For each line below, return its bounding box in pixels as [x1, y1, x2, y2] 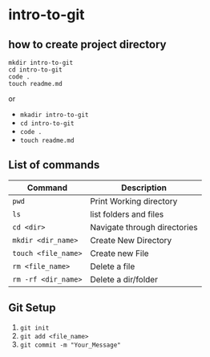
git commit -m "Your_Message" [19, 341, 122, 349]
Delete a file [90, 261, 135, 272]
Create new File [90, 247, 150, 258]
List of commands [8, 158, 100, 172]
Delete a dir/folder [90, 274, 159, 285]
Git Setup [8, 301, 56, 314]
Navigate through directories [90, 221, 198, 233]
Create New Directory [90, 234, 172, 245]
